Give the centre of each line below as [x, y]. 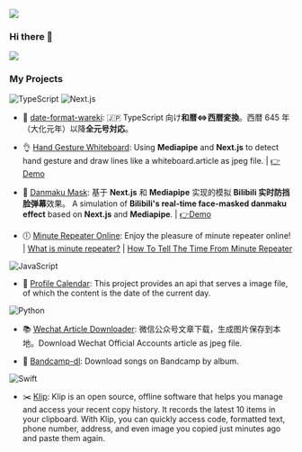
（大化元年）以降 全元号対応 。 [77, 128]
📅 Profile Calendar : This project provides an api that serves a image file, [155, 283]
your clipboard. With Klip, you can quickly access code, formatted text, [154, 419]
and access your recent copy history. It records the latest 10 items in [149, 409]
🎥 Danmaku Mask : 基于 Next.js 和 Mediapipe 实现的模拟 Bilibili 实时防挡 [156, 192]
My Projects [36, 79]
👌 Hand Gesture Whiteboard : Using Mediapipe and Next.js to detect [151, 147]
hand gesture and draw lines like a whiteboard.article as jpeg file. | [145, 160]
